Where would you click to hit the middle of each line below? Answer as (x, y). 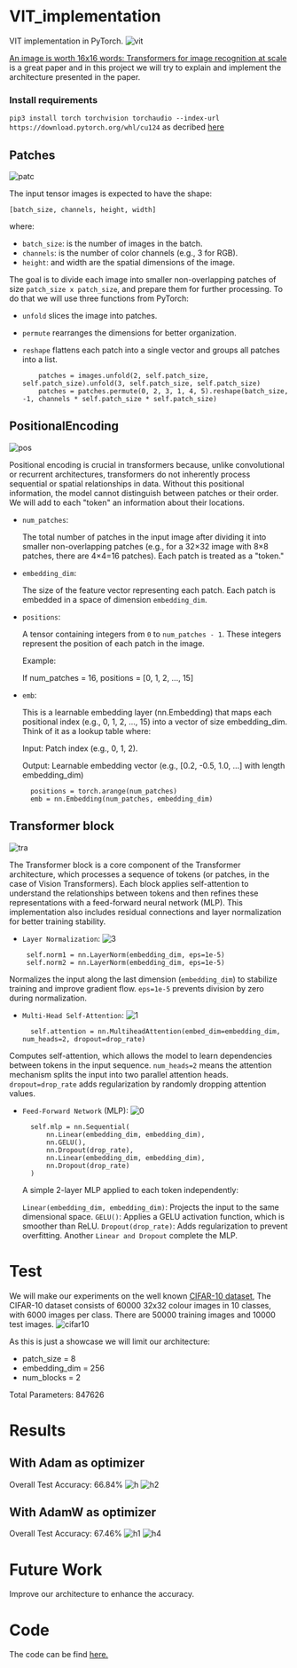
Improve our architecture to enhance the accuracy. (102, 1594)
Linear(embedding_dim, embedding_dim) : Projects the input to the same (150, 1207)
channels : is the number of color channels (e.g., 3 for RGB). (130, 253)
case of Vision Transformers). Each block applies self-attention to (129, 883)
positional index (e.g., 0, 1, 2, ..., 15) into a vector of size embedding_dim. (155, 722)
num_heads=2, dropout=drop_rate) (84, 1039)
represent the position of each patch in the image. (113, 643)
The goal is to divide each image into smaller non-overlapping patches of (143, 280)
